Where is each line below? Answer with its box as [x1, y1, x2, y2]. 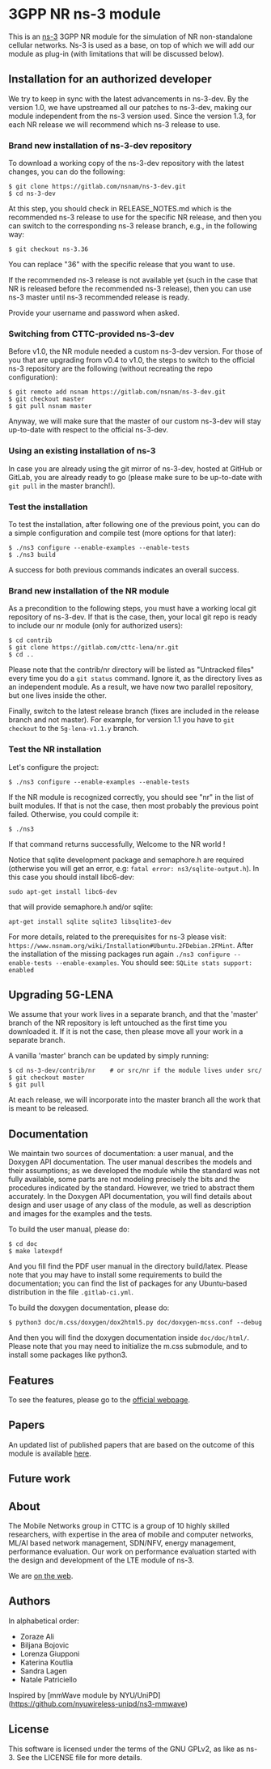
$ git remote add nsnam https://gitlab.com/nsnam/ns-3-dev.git [8, 388, 227, 397]
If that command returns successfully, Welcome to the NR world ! [8, 839, 226, 848]
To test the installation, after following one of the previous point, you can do [8, 519, 260, 529]
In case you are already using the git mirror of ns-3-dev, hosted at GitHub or [8, 463, 263, 474]
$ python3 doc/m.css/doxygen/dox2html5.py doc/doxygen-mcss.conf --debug [8, 1319, 263, 1327]
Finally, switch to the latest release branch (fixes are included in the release [8, 706, 260, 717]
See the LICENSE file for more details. [16, 1752, 143, 1762]
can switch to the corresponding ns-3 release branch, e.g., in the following [8, 221, 257, 231]
